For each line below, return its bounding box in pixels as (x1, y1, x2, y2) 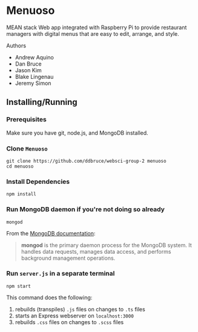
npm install (6, 191, 36, 197)
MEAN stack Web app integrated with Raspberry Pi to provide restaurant (6, 24, 187, 31)
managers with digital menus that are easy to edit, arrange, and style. (6, 30, 180, 37)
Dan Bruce (15, 60, 42, 67)
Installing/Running (6, 97, 78, 107)
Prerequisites (6, 115, 47, 124)
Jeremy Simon (15, 80, 51, 87)
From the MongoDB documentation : (6, 229, 96, 237)
